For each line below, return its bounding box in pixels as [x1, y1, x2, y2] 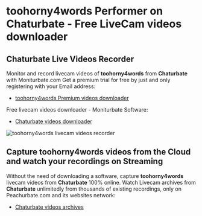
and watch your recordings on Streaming [6, 156, 163, 167]
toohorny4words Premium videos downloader [14, 95, 129, 101]
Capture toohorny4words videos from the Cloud [6, 147, 191, 157]
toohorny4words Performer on [6, 4, 163, 18]
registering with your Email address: [6, 83, 96, 90]
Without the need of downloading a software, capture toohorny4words [6, 172, 184, 179]
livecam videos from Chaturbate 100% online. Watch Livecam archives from [6, 179, 196, 186]
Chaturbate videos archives [14, 203, 84, 211]
